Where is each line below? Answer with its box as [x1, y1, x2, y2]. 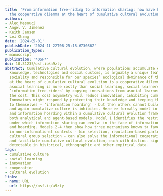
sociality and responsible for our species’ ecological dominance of [9, 75, 153, 80]
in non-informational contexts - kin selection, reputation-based [9, 129, 147, 134]
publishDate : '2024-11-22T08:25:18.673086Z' [5, 43, 97, 48]
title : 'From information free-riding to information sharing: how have [5, 7, 155, 12]
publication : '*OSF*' [5, 57, 49, 62]
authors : [5, 16, 23, 21]
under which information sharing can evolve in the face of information [9, 120, 160, 125]
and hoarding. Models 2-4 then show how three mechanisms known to [9, 125, 149, 129]
